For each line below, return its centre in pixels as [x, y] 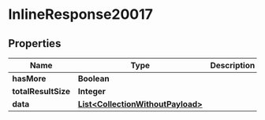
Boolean [93, 78]
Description [233, 65]
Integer [92, 91]
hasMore [29, 78]
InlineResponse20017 [81, 15]
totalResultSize [41, 91]
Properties [35, 44]
